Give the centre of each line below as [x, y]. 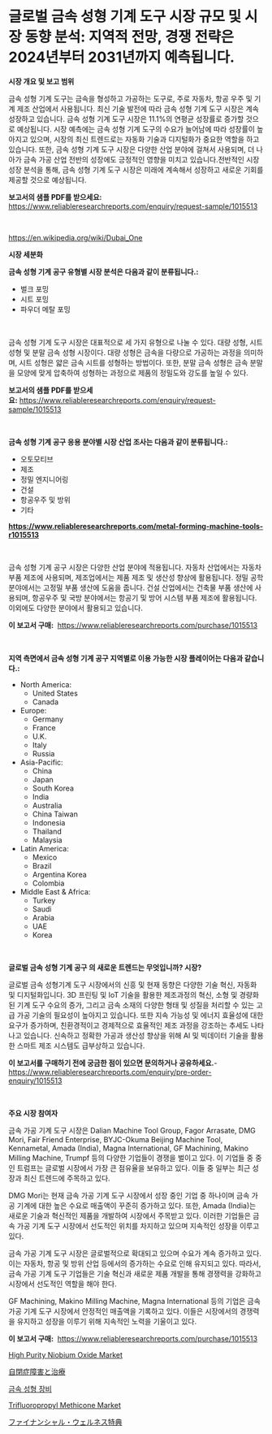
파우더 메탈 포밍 [45, 309]
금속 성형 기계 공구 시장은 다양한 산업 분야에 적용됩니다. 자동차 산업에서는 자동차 [135, 567]
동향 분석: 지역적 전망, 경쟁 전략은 [130, 37]
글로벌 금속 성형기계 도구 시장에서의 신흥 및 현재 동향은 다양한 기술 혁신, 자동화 [133, 985]
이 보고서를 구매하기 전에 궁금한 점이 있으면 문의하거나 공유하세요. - [113, 1063]
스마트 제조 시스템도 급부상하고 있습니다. [81, 1046]
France [44, 727]
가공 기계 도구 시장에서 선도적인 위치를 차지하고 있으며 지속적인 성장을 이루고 [138, 1226]
